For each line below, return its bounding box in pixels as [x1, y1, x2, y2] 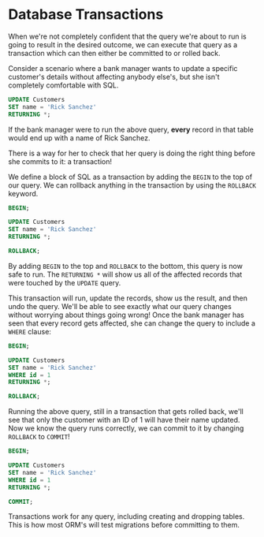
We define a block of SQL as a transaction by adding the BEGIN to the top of [8, 172, 253, 181]
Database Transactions [8, 6, 164, 24]
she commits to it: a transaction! [8, 156, 113, 166]
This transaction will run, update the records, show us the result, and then [8, 293, 248, 303]
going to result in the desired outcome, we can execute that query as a [8, 39, 238, 49]
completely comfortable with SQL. [8, 80, 119, 90]
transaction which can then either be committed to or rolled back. [8, 48, 221, 58]
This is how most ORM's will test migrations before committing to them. [8, 520, 240, 530]
